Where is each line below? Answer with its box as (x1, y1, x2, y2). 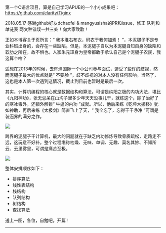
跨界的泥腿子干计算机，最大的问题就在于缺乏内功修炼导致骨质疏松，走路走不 (5, 133, 161, 139)
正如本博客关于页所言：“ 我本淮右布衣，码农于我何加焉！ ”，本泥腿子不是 (5, 37, 155, 43)
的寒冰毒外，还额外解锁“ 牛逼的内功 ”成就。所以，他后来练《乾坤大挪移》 (5, 101, 155, 107)
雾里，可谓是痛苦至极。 (22, 145, 70, 151)
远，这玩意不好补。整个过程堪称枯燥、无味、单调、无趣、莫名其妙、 (5, 140, 144, 145)
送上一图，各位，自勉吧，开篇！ (5, 217, 70, 223)
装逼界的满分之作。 (5, 113, 44, 119)
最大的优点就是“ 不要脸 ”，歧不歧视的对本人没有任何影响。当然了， (22, 72, 159, 78)
